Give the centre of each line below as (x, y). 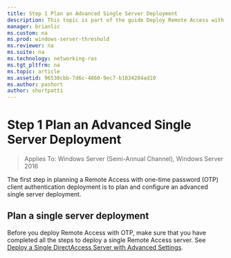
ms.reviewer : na (30, 46)
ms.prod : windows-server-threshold (58, 39)
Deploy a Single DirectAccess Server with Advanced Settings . (95, 247)
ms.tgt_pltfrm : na (34, 65)
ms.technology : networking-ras (52, 59)
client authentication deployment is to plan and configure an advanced (108, 187)
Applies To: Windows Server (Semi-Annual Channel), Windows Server (123, 159)
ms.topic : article (34, 71)
